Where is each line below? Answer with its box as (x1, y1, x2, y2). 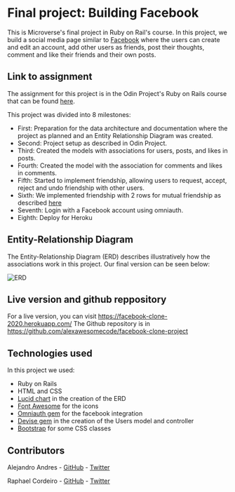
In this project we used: (7, 366, 75, 374)
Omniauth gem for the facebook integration (17, 409, 143, 418)
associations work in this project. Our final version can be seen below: (7, 259, 210, 268)
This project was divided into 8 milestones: (7, 110, 131, 118)
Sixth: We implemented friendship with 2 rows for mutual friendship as (17, 191, 222, 199)
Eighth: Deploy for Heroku (17, 213, 93, 221)
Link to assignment (7, 71, 93, 83)
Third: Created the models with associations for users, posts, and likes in (17, 146, 228, 155)
